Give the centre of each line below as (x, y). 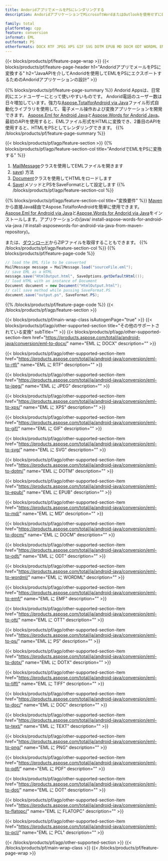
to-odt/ (12, 556)
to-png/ (13, 747)
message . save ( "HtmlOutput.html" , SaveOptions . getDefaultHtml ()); (74, 276)
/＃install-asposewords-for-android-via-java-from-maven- (83, 225)
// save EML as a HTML (29, 272)
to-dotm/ (14, 471)
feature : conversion (27, 33)
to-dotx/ (14, 662)
